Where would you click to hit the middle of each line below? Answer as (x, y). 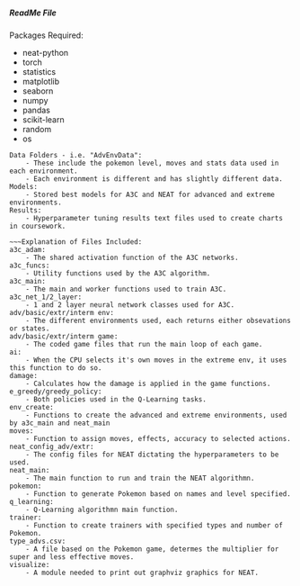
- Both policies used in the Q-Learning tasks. (116, 399)
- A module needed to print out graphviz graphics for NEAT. (142, 572)
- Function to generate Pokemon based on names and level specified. (159, 494)
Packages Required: (46, 35)
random (37, 129)
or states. (30, 329)
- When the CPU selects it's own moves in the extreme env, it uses (156, 360)
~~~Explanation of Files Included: (76, 242)
